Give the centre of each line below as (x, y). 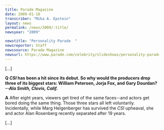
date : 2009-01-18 (23, 14)
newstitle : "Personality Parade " (41, 41)
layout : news (18, 23)
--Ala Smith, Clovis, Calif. (31, 88)
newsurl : (14, 55)
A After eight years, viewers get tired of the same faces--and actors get (77, 97)
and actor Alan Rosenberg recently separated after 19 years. (65, 113)
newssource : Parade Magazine (35, 50)
